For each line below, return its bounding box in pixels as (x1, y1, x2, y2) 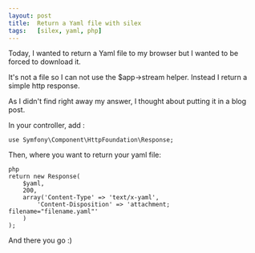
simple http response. (8, 81, 80, 90)
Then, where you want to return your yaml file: (8, 150, 162, 160)
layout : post (8, 11, 52, 20)
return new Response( (8, 173, 81, 181)
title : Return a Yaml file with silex (8, 19, 142, 27)
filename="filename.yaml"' (8, 207, 99, 216)
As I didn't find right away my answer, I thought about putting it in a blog (8, 97, 247, 106)
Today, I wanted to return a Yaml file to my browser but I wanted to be (8, 49, 239, 58)
